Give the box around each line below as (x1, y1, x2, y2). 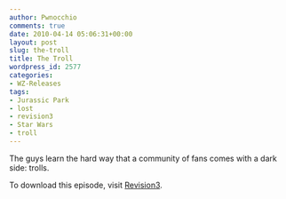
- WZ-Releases (9, 79, 62, 88)
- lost (9, 104, 34, 113)
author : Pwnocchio (9, 12, 77, 22)
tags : (9, 87, 29, 96)
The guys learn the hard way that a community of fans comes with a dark (9, 153, 277, 163)
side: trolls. (9, 162, 50, 173)
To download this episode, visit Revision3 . (9, 179, 163, 190)
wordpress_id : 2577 (9, 63, 82, 72)
